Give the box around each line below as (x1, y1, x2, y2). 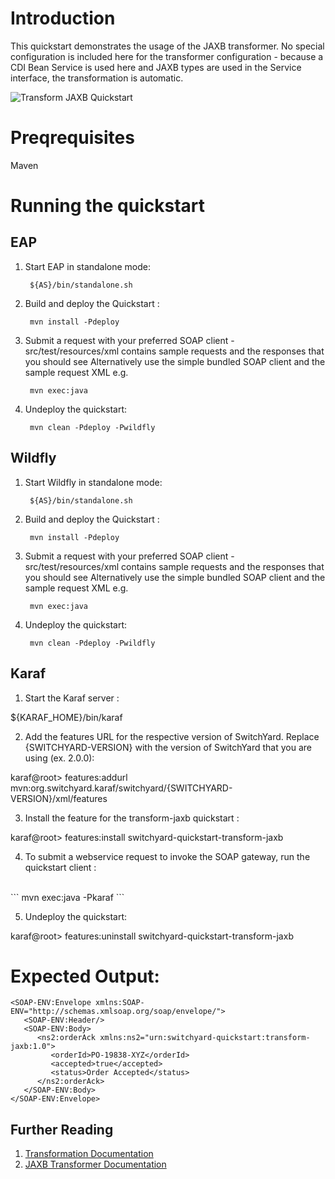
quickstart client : (24, 861, 97, 873)
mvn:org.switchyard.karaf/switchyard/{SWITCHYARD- (10, 782, 233, 794)
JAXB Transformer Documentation (24, 1158, 167, 1171)
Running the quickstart (10, 195, 206, 217)
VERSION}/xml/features (10, 792, 108, 804)
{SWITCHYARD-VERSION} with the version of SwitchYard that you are (24, 741, 312, 753)
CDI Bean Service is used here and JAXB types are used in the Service (10, 61, 302, 73)
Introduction (10, 7, 116, 30)
